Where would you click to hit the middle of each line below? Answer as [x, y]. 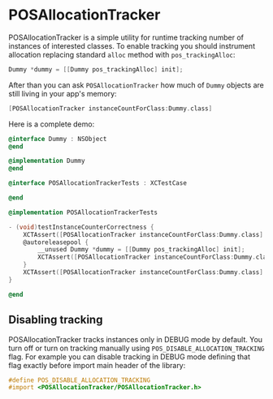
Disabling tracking [56, 320]
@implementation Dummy [47, 161]
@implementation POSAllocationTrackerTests [83, 212]
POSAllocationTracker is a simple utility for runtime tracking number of [126, 37]
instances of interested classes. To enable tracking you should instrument [132, 45]
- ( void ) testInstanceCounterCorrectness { [81, 227]
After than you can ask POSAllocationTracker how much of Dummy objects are [136, 85]
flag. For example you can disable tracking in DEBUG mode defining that [129, 356]
